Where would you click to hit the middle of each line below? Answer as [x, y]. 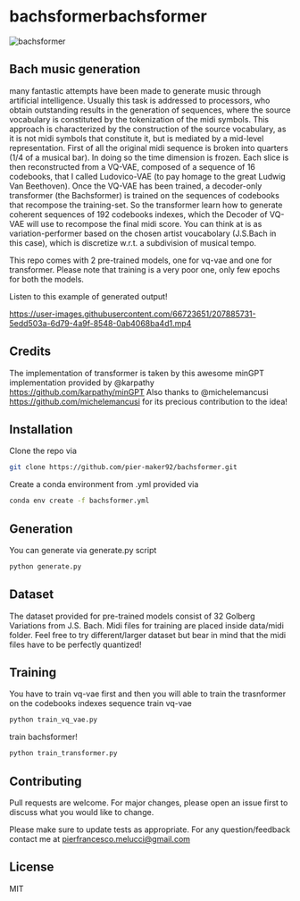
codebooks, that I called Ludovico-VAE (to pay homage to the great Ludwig [147, 176]
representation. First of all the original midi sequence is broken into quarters [149, 147]
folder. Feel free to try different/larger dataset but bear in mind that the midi [148, 635]
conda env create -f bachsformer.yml [79, 501]
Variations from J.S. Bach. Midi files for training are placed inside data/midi [146, 625]
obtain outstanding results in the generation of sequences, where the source [150, 110]
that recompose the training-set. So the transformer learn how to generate [146, 205]
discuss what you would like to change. [82, 812]
